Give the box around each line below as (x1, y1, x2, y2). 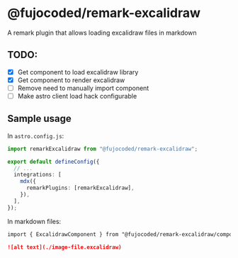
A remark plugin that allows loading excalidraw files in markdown (7, 28, 197, 37)
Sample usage (7, 113, 72, 125)
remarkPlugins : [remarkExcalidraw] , (25, 184, 135, 192)
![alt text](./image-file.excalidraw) (7, 243, 122, 251)
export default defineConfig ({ (7, 158, 100, 165)
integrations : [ (13, 172, 62, 179)
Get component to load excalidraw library (17, 67, 139, 76)
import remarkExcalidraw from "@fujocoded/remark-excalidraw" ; (7, 145, 198, 152)
